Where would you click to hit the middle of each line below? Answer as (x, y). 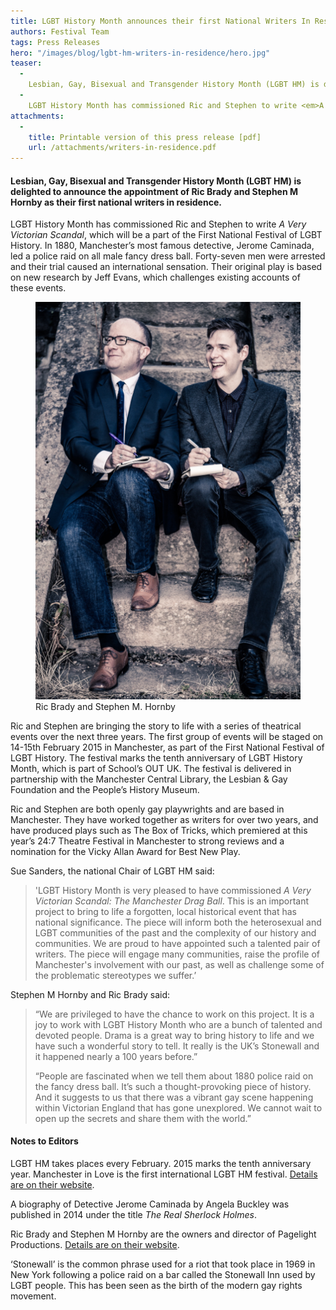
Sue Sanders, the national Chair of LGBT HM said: (112, 871)
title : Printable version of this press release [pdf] (145, 137)
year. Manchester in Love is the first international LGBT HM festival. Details (164, 1174)
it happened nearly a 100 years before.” (116, 1056)
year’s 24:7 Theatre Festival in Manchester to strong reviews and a (147, 841)
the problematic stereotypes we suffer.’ (115, 975)
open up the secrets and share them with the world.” (143, 1118)
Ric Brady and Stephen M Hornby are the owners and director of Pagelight (163, 1234)
